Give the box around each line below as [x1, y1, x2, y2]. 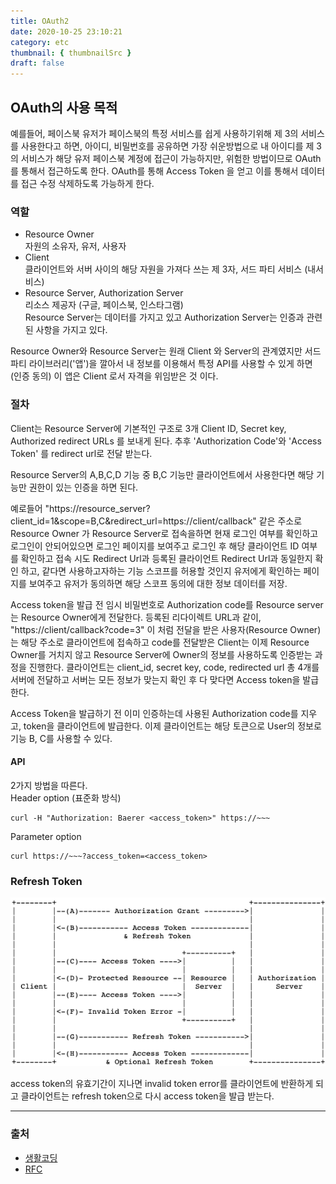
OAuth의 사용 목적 [10, 99, 118, 116]
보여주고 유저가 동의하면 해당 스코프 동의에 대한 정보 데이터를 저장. [28, 577, 288, 589]
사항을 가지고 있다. [35, 324, 108, 336]
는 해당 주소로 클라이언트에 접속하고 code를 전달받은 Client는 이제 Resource [10, 636, 310, 648]
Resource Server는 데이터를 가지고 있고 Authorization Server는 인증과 [24, 311, 305, 324]
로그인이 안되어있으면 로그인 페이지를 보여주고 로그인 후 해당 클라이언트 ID [10, 540, 300, 552]
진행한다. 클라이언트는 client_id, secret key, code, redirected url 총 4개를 [28, 661, 320, 673]
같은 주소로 [258, 515, 303, 527]
